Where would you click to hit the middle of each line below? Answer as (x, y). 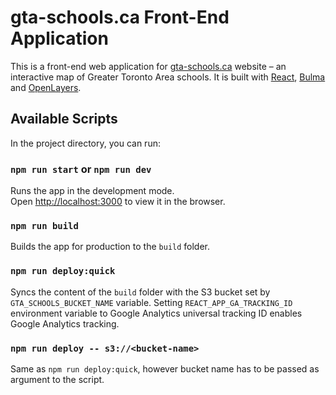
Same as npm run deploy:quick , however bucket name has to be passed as (165, 368)
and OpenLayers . (46, 87)
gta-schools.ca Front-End (120, 17)
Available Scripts (64, 119)
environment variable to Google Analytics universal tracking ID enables (156, 313)
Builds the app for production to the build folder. (110, 247)
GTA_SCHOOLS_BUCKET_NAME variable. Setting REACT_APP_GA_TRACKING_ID (151, 302)
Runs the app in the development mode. (92, 191)
